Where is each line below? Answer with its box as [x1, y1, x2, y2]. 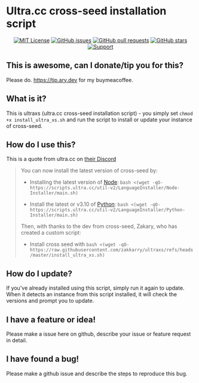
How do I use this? [6, 139, 76, 150]
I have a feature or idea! [6, 314, 96, 324]
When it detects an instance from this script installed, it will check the [6, 291, 177, 298]
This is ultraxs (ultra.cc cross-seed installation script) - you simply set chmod [6, 110, 193, 117]
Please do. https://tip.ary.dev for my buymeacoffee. [6, 76, 133, 83]
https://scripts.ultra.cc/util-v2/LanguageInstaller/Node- [29, 185, 180, 191]
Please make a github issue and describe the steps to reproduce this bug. [6, 370, 188, 377]
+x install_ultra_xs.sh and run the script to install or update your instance [6, 115, 193, 123]
